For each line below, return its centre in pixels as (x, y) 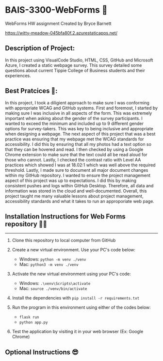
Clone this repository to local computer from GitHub (64, 241)
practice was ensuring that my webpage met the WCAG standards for (74, 139)
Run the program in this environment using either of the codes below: (81, 307)
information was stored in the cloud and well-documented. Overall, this (76, 191)
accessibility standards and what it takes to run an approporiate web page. (80, 201)
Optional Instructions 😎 (42, 352)
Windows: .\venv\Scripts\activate (55, 283)
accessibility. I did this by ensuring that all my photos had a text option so (78, 144)
